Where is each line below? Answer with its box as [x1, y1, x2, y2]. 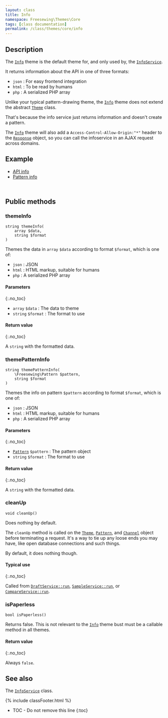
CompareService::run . [5, 589, 50, 595]
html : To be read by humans [12, 83, 73, 89]
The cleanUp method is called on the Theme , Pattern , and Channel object [5, 529, 154, 536]
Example [5, 155, 33, 164]
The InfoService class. [5, 688, 53, 694]
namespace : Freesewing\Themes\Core [5, 17, 81, 22]
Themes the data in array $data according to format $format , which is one [5, 246, 160, 252]
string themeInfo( [5, 224, 44, 229]
